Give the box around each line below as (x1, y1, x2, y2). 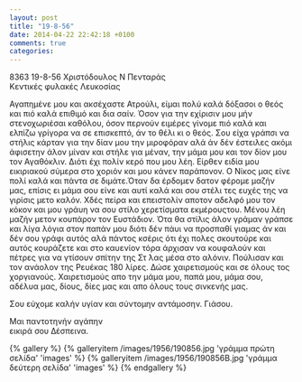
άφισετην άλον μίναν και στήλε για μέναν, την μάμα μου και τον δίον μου (9, 146, 288, 158)
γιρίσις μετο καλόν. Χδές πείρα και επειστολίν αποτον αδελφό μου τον (9, 195, 276, 206)
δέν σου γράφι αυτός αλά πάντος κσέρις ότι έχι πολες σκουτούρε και (9, 233, 272, 244)
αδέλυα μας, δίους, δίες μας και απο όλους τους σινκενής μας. (9, 281, 249, 292)
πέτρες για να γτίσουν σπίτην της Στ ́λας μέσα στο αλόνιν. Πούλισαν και (9, 252, 284, 263)
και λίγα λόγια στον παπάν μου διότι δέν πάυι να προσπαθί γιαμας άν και (9, 223, 287, 235)
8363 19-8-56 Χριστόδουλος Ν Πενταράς (9, 71, 167, 82)
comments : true (9, 38, 67, 48)
